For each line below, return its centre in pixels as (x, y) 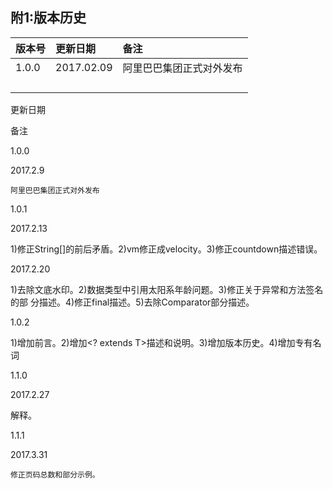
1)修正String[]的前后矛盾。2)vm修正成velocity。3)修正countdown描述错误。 (166, 249)
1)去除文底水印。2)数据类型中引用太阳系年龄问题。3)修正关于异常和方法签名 (167, 289)
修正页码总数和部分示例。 (55, 474)
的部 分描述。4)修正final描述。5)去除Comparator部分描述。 (132, 302)
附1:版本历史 (48, 18)
